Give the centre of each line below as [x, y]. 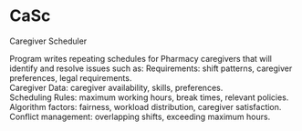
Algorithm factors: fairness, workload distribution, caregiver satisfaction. [146, 106]
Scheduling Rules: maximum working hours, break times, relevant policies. [149, 97]
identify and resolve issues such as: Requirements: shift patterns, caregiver [151, 68]
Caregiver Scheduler [48, 41]
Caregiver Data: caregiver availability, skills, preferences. [116, 87]
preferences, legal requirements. [71, 77]
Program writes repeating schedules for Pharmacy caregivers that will [141, 58]
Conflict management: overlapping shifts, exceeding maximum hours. [140, 116]
